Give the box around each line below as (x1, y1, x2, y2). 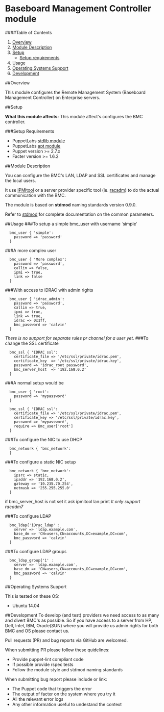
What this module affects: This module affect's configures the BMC (5, 113, 143, 119)
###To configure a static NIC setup (5, 459, 76, 465)
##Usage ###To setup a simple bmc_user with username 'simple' (5, 221, 138, 227)
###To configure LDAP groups (5, 548, 67, 554)
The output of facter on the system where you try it (12, 691, 116, 697)
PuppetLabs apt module (12, 143, 61, 149)
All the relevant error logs (12, 696, 64, 702)
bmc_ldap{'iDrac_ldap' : (9, 523, 60, 528)
